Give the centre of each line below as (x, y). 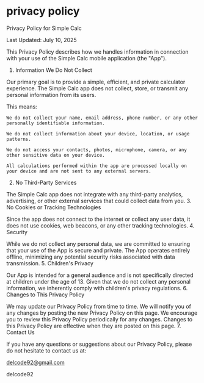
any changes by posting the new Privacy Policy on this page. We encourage (102, 313)
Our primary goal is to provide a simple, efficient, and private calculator (96, 82)
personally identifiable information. (56, 123)
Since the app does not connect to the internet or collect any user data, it (98, 219)
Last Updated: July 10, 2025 (42, 40)
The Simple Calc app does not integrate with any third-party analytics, (95, 194)
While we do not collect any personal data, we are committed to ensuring (98, 244)
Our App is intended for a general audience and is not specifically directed (100, 275)
